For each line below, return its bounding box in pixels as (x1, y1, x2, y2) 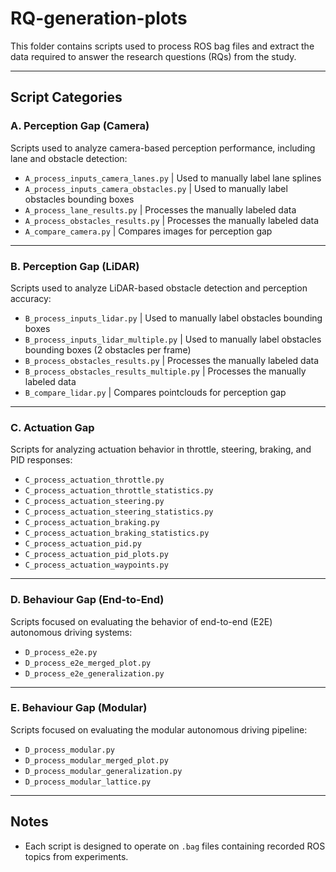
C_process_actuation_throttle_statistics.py (24, 486, 214, 496)
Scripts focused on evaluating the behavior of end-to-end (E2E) (10, 615, 273, 627)
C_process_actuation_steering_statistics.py (24, 507, 214, 517)
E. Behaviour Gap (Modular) (10, 701, 148, 715)
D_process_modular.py (24, 745, 115, 755)
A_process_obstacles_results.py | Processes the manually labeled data (24, 214, 320, 226)
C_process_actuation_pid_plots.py (24, 550, 169, 560)
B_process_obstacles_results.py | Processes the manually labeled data (24, 354, 320, 366)
